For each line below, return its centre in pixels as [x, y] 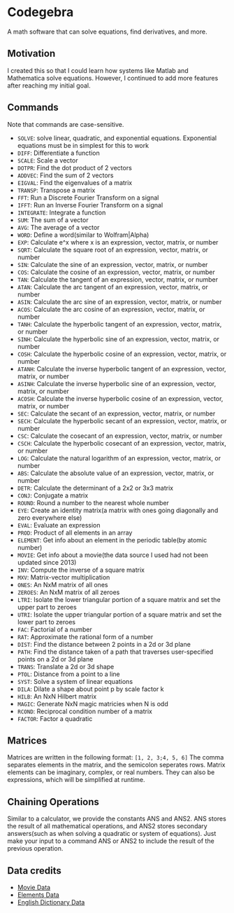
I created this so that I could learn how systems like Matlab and [98, 70]
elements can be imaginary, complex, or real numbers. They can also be [111, 772]
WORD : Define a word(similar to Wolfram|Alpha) [83, 235]
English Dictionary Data [51, 902]
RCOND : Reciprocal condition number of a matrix [85, 711]
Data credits [34, 871]
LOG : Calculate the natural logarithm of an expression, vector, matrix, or [119, 458]
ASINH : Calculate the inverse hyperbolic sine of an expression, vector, [117, 383]
